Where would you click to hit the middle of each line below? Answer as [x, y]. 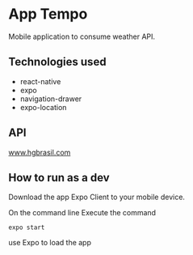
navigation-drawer [51, 99]
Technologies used [57, 62]
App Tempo [48, 14]
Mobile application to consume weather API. [82, 36]
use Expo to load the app [50, 243]
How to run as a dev [59, 178]
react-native [40, 81]
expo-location [43, 107]
